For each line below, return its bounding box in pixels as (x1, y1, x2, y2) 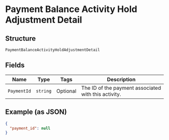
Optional (56, 87, 76, 94)
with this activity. (81, 90, 122, 97)
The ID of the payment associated (81, 84, 161, 91)
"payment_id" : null (10, 125, 51, 131)
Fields (5, 61, 25, 70)
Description (107, 76, 136, 83)
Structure (5, 34, 36, 43)
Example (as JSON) (5, 108, 67, 116)
